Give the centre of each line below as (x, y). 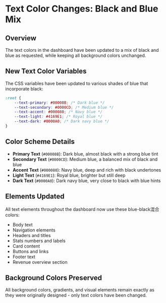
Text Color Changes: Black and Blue (82, 9)
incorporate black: (24, 89)
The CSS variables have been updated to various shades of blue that (77, 83)
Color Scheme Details (40, 142)
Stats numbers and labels (39, 241)
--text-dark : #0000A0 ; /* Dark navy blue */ (62, 121)
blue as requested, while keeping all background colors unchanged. (76, 55)
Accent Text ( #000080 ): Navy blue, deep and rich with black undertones (87, 170)
